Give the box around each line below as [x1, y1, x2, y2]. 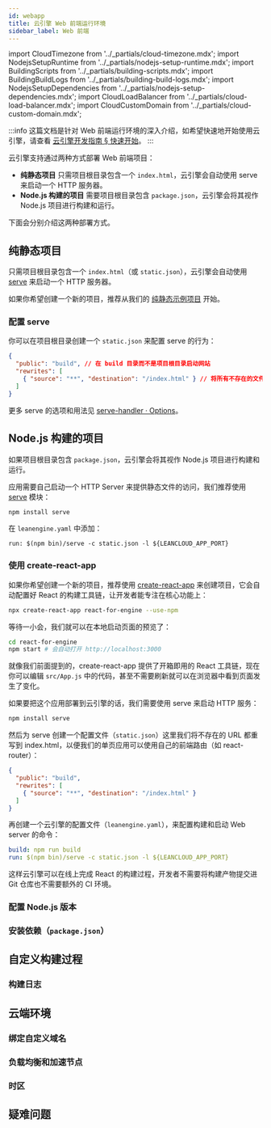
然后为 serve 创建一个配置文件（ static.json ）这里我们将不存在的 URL [8, 730, 242, 740]
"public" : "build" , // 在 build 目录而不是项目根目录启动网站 [15, 360, 211, 368]
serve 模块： [8, 492, 51, 501]
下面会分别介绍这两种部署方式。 [8, 218, 115, 227]
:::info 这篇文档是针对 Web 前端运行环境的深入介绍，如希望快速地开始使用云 [8, 126, 261, 136]
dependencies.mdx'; [8, 92, 77, 102]
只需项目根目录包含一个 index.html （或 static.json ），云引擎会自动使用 [8, 267, 248, 277]
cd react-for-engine [8, 638, 78, 646]
